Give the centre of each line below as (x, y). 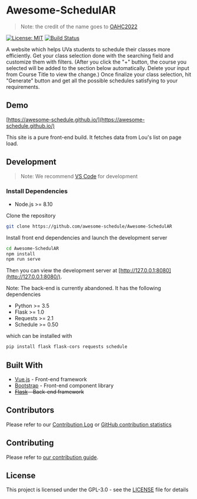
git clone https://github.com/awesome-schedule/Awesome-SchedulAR (89, 226)
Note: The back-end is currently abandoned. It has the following (84, 288)
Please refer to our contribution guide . (52, 457)
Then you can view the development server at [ (63, 271)
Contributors (30, 410)
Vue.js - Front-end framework (51, 380)
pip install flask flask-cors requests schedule (67, 347)
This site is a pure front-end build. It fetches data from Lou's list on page (94, 137)
